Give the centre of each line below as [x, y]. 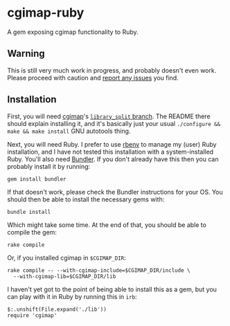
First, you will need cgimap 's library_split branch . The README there [109, 116]
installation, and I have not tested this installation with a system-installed [110, 152]
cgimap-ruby [46, 13]
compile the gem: [32, 232]
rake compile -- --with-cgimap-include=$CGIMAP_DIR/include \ [99, 270]
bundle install [29, 212]
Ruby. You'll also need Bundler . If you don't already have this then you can [113, 159]
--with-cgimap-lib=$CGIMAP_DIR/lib [65, 276]
